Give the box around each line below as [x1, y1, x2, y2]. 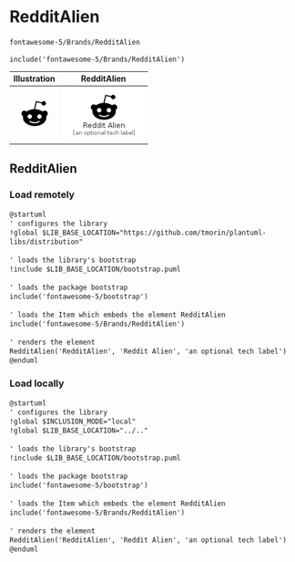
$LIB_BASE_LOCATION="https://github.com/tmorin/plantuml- [42, 228, 267, 237]
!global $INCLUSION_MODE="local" [9, 417, 137, 426]
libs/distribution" [9, 237, 84, 246]
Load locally [9, 377, 65, 390]
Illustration [13, 73, 56, 84]
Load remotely [9, 188, 76, 201]
